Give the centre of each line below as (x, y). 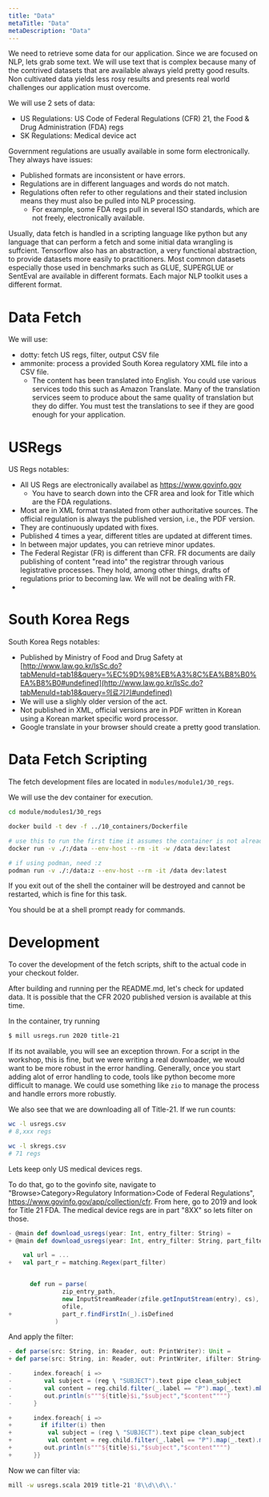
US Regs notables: (39, 470)
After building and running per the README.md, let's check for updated (126, 989)
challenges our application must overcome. (79, 87)
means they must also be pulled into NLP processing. (108, 201)
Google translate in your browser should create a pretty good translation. (140, 727)
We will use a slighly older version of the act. (94, 702)
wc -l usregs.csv (37, 1125)
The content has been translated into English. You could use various (144, 380)
